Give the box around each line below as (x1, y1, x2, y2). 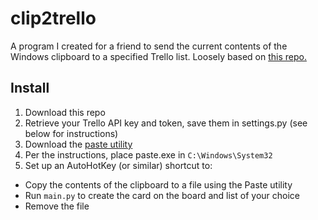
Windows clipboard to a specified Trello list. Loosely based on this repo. (10, 50, 307, 62)
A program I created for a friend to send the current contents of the (10, 40, 288, 52)
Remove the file (24, 200, 90, 212)
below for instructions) (24, 127, 119, 139)
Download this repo (24, 106, 106, 118)
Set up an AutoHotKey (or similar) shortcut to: (24, 159, 213, 171)
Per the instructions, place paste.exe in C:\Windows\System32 (24, 148, 273, 161)
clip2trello (10, 7, 97, 30)
